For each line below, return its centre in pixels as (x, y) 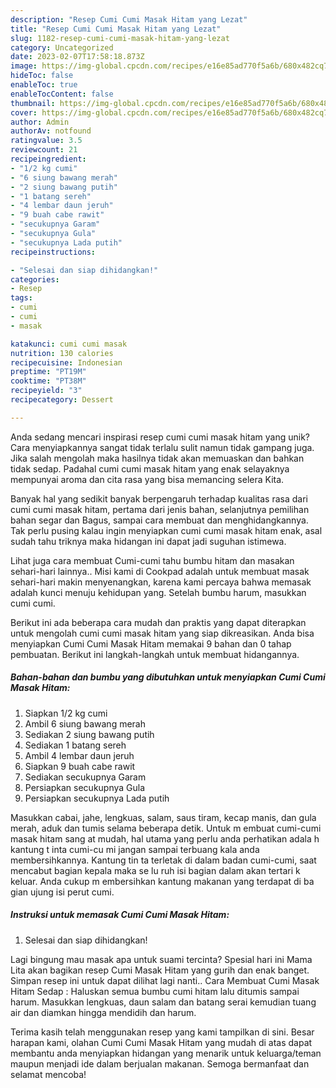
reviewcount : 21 (44, 150)
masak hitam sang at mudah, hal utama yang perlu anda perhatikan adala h (165, 838)
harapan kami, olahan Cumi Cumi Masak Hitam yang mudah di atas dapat (161, 1042)
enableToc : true (44, 85)
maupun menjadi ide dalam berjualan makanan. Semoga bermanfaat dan (160, 1063)
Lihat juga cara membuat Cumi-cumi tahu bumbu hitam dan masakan (152, 560)
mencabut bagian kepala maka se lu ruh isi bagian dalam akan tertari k (155, 870)
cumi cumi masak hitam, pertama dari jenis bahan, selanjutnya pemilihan (160, 509)
